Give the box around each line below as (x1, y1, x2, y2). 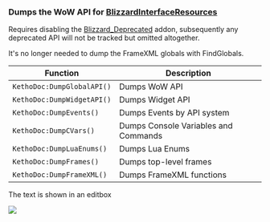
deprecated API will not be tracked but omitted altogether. (8, 33, 200, 42)
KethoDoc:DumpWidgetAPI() (12, 95, 112, 104)
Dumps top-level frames (119, 156, 212, 168)
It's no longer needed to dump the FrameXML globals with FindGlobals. (8, 49, 244, 59)
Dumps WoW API (119, 81, 183, 92)
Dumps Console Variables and (119, 120, 233, 131)
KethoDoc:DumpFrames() (12, 157, 99, 167)
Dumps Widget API (119, 95, 190, 106)
